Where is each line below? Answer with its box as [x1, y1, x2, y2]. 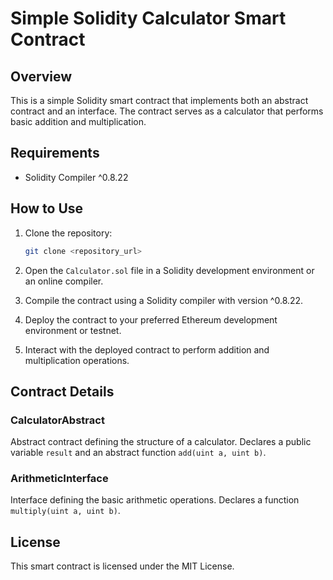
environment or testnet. [24, 324, 122, 336]
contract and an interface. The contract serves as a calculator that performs [10, 105, 324, 117]
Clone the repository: [24, 227, 113, 239]
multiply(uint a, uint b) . [10, 505, 121, 517]
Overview [10, 68, 73, 85]
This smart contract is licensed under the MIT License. [10, 560, 235, 572]
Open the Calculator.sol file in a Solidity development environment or [24, 264, 315, 276]
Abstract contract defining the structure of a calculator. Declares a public [10, 436, 312, 448]
